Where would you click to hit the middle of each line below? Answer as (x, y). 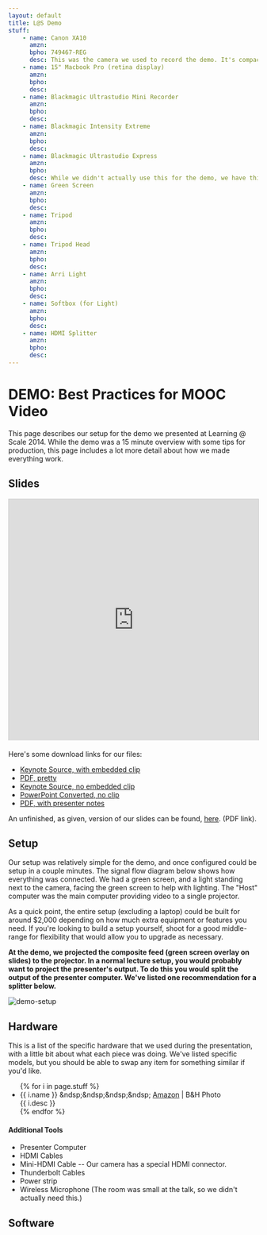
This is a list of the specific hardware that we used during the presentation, (130, 1046)
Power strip (38, 1181)
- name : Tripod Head (56, 245)
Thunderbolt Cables (52, 1173)
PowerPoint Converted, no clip (70, 794)
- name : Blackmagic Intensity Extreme (86, 126)
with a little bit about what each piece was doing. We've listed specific (123, 1054)
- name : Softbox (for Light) (71, 303)
